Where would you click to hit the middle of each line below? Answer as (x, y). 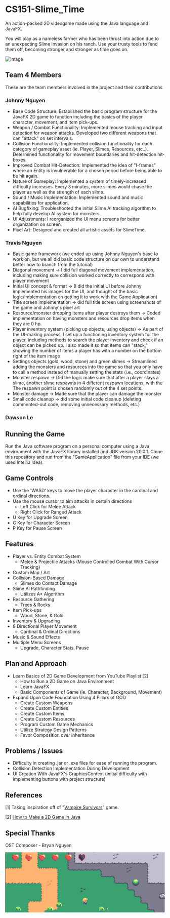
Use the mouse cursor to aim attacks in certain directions (72, 501)
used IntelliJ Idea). (25, 462)
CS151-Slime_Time (45, 9)
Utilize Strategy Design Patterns (53, 730)
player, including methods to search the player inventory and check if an (88, 340)
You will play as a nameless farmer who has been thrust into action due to (82, 38)
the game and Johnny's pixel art (46, 308)
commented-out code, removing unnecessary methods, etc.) (76, 405)
